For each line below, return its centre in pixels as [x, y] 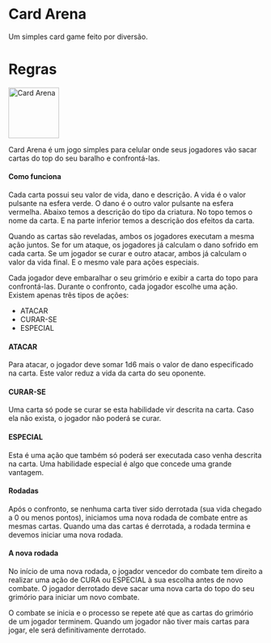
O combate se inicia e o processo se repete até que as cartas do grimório [131, 613]
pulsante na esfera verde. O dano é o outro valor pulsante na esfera [121, 204]
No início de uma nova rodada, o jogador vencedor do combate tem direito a [135, 572]
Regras [33, 69]
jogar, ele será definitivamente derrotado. [77, 630]
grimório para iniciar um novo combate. [74, 598]
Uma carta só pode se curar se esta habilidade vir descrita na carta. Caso [131, 409]
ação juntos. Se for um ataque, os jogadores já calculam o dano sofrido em [133, 245]
